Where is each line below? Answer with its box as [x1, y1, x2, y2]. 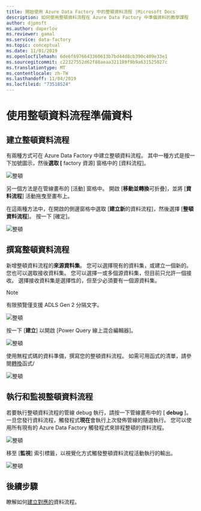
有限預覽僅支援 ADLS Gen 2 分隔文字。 [6, 301, 103, 308]
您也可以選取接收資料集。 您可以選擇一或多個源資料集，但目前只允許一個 [6, 269, 187, 276]
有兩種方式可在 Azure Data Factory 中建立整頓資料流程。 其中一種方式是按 [6, 152, 190, 159]
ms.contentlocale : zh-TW [6, 70, 68, 76]
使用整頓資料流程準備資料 [6, 109, 133, 123]
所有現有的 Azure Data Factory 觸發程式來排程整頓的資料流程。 [11, 424, 168, 431]
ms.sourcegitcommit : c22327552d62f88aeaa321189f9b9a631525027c [6, 59, 168, 65]
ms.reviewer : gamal [6, 31, 55, 37]
